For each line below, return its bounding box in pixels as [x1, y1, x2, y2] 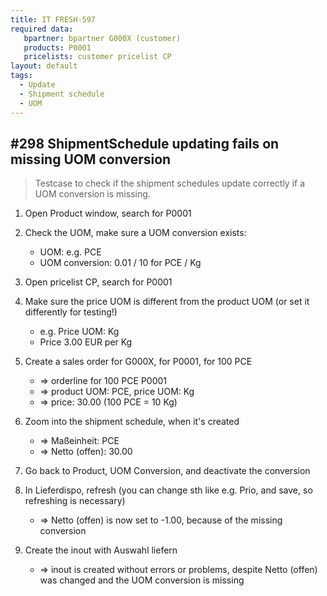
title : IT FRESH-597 [10, 14, 97, 25]
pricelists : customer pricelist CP [23, 52, 172, 62]
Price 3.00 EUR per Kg [39, 336, 133, 348]
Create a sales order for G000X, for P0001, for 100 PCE [24, 356, 253, 368]
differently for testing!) [24, 306, 118, 318]
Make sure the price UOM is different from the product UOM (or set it [24, 296, 310, 308]
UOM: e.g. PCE [39, 246, 102, 258]
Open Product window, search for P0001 [24, 207, 192, 220]
